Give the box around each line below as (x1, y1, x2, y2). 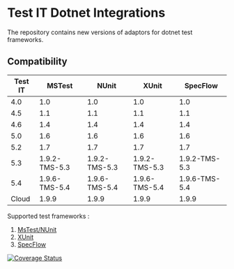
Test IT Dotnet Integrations (7, 5, 166, 21)
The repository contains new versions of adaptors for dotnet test (7, 28, 193, 36)
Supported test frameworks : (7, 212, 90, 220)
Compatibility (7, 56, 68, 68)
